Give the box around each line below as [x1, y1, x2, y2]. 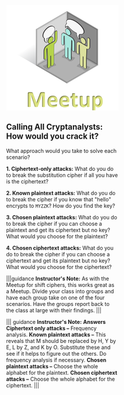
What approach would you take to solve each [6, 147, 117, 154]
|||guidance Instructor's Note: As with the [6, 275, 110, 282]
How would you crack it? [6, 131, 99, 142]
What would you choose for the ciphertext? [6, 263, 112, 270]
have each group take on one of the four [6, 294, 105, 301]
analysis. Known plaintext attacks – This [6, 330, 106, 338]
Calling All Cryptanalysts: [6, 122, 103, 132]
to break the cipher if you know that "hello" [6, 195, 112, 203]
